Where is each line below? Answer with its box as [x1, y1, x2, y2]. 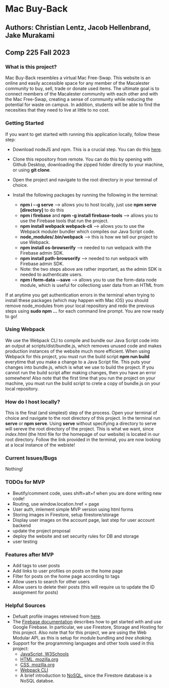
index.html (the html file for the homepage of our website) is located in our [5, 431, 160, 437]
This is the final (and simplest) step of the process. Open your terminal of [5, 410, 157, 416]
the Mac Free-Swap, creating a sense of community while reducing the [5, 96, 153, 103]
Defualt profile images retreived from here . [12, 613, 102, 619]
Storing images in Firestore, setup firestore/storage [12, 511, 119, 518]
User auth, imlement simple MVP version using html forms [12, 506, 134, 512]
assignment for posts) [12, 589, 59, 596]
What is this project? [5, 63, 57, 70]
